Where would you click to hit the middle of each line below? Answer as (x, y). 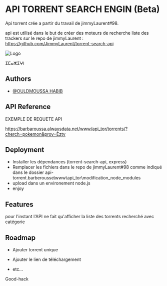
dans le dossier (28, 172)
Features (19, 204)
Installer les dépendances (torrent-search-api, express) (69, 162)
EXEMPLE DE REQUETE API (34, 119)
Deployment (25, 150)
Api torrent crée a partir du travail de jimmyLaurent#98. (62, 23)
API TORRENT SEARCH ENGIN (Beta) (82, 9)
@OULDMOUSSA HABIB (37, 91)
